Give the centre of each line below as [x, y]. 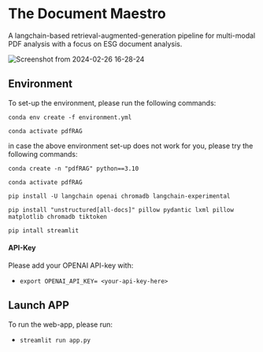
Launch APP [39, 305]
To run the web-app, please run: [60, 324]
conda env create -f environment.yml [70, 117]
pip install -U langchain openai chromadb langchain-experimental [119, 196]
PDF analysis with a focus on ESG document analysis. [95, 43]
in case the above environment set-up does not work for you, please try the [131, 146]
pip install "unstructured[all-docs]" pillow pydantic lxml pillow [121, 209]
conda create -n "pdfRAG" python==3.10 [74, 169]
